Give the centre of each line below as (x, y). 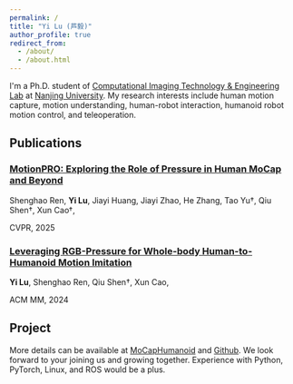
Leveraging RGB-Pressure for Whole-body (105, 251)
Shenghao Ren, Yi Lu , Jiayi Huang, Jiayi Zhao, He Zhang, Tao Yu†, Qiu (141, 200)
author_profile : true (50, 34)
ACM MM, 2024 (39, 300)
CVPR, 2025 (33, 227)
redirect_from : (38, 43)
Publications (46, 143)
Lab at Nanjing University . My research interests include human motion (142, 95)
